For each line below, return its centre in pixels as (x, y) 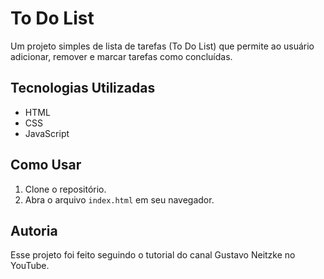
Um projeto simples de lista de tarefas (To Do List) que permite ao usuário (162, 46)
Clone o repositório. (65, 189)
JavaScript (47, 133)
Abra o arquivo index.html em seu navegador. (119, 199)
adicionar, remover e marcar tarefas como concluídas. (121, 56)
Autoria (34, 230)
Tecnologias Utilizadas (83, 88)
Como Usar (46, 165)
